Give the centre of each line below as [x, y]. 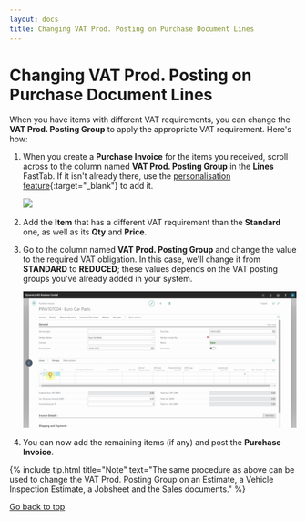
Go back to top [37, 506]
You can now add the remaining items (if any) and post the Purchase [152, 442]
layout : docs [34, 19]
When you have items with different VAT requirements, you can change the [150, 120]
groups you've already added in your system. [107, 279]
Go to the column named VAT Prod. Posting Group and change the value [159, 250]
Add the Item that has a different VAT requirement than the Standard [151, 223]
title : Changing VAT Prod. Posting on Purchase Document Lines [132, 29]
